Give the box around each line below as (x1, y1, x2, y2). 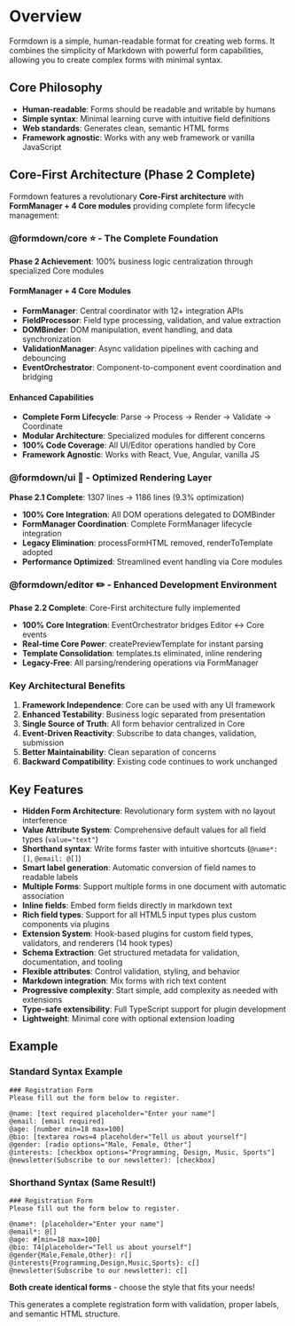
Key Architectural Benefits (9, 679, 126, 692)
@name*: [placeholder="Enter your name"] (9, 1219, 165, 1228)
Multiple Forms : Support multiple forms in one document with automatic (21, 881, 287, 892)
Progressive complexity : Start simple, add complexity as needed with (21, 984, 279, 996)
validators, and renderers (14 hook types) (21, 937, 174, 948)
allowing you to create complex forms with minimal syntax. (9, 54, 223, 65)
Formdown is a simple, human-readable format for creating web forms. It (9, 36, 276, 46)
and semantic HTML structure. (9, 1308, 121, 1319)
